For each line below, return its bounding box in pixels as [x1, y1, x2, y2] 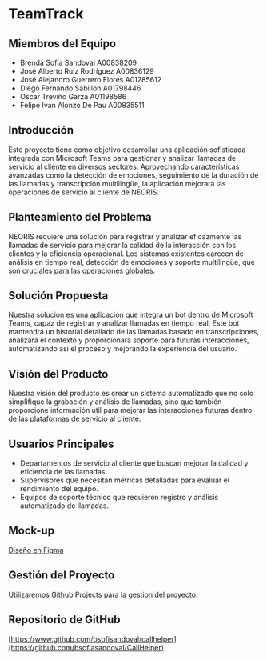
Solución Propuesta [8, 289, 109, 302]
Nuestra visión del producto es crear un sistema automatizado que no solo [8, 389, 254, 398]
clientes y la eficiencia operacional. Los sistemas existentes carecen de [8, 249, 244, 258]
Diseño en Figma [8, 545, 64, 554]
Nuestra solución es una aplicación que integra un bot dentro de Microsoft [8, 310, 253, 320]
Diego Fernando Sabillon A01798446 [19, 83, 141, 93]
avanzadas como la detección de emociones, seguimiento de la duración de [8, 170, 259, 180]
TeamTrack [8, 5, 84, 23]
